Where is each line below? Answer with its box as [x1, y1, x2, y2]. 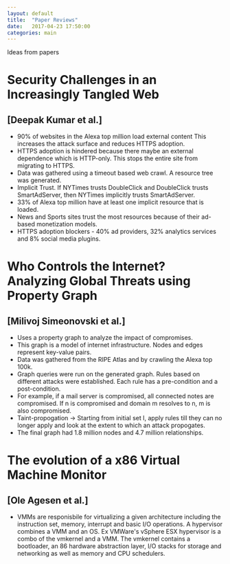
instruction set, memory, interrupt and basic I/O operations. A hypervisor [16, 520, 223, 528]
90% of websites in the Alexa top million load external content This [16, 132, 207, 141]
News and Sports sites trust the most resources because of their [16, 213, 200, 221]
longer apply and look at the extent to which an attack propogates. [16, 421, 206, 430]
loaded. [16, 206, 39, 214]
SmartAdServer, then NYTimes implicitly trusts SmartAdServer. [16, 191, 196, 199]
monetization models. [36, 220, 97, 228]
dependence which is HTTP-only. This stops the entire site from [16, 154, 198, 162]
